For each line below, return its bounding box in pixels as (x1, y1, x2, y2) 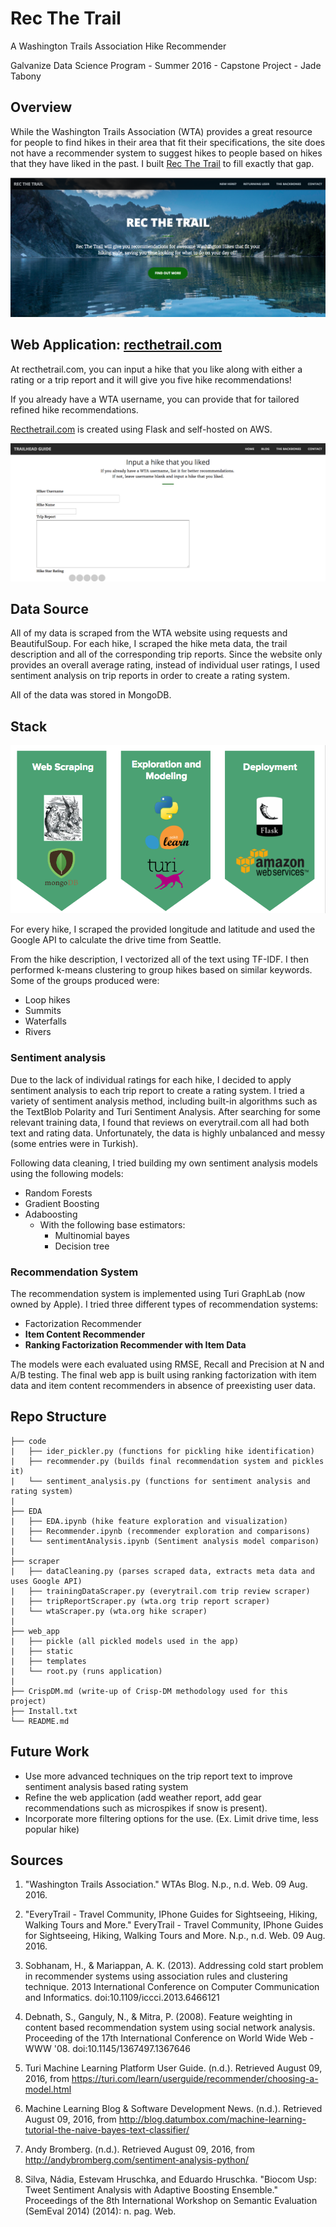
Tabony (10, 70, 42, 82)
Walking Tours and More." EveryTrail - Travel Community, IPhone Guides (24, 1919, 324, 1931)
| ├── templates (10, 1656, 87, 1666)
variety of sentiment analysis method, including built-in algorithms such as (10, 1095, 318, 1107)
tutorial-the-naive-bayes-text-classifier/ (24, 2124, 190, 2136)
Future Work (10, 1743, 90, 1761)
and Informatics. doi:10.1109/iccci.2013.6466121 (24, 1992, 220, 2004)
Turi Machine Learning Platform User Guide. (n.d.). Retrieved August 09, (24, 2062, 323, 2074)
